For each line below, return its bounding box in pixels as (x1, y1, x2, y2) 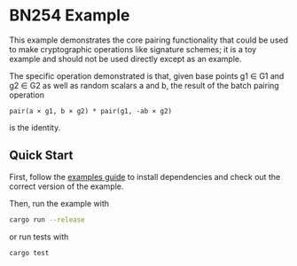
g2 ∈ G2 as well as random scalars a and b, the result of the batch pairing (9, 80, 279, 90)
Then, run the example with (9, 198, 109, 208)
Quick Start (9, 148, 74, 163)
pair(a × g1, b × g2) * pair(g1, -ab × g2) (9, 106, 173, 115)
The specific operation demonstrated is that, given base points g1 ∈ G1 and (9, 70, 285, 81)
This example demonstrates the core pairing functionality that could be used (9, 35, 289, 45)
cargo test (9, 248, 50, 257)
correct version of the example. (9, 181, 124, 192)
